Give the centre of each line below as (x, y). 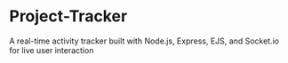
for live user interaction (52, 50)
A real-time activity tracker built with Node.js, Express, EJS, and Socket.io (144, 41)
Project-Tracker (68, 16)
